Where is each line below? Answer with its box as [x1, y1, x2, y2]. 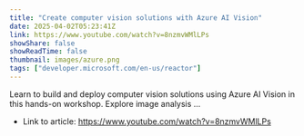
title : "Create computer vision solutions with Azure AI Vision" [9, 13, 262, 23]
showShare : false [9, 38, 76, 48]
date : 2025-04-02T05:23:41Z [9, 22, 117, 31]
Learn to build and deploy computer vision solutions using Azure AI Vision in [9, 88, 296, 100]
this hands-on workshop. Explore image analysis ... [9, 98, 201, 109]
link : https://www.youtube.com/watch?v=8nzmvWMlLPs [9, 30, 209, 39]
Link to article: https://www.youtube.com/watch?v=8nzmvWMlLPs [22, 115, 271, 127]
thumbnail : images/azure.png [9, 55, 120, 64]
